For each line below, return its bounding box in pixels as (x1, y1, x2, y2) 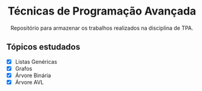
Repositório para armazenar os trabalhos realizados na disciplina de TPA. (10, 24, 194, 32)
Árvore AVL (15, 78, 44, 86)
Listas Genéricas (15, 58, 58, 65)
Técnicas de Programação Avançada (7, 4, 197, 18)
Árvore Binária (15, 72, 52, 79)
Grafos (15, 65, 32, 72)
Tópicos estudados (6, 42, 81, 52)
